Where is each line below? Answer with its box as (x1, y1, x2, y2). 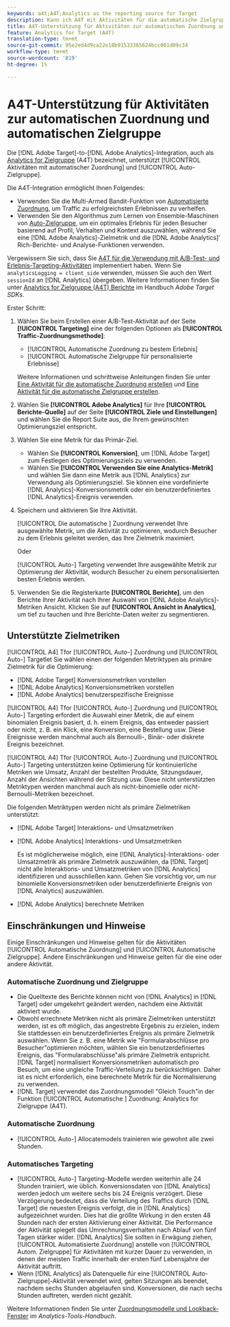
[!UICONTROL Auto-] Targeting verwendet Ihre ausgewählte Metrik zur (16, 560, 217, 569)
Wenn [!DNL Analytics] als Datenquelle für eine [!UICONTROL (16, 1269, 191, 1278)
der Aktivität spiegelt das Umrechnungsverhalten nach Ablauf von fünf (16, 1226, 217, 1234)
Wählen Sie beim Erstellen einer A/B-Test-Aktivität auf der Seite (16, 317, 196, 325)
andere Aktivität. (7, 960, 53, 968)
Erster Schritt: (7, 303, 47, 312)
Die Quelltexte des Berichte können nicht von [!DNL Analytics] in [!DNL (16, 992, 217, 1001)
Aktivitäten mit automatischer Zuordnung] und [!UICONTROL (7, 163, 178, 171)
